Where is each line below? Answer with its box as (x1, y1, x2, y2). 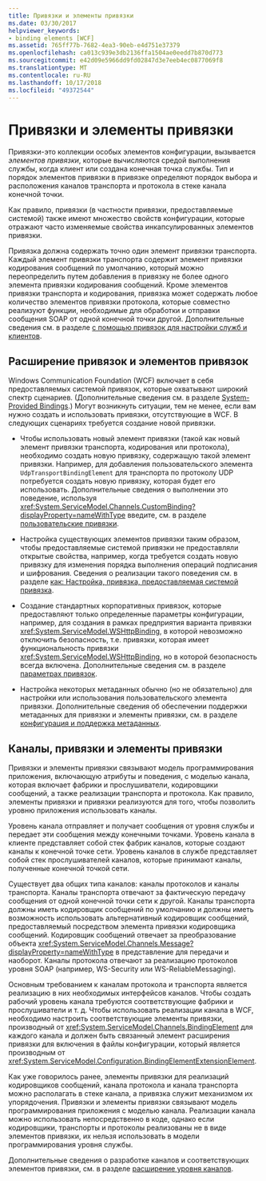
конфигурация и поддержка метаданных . (19, 718, 161, 729)
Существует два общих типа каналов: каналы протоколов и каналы (8, 878, 240, 889)
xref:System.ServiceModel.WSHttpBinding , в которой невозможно (19, 626, 243, 637)
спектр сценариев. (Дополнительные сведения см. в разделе (8, 393, 220, 403)
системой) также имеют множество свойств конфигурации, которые (8, 214, 245, 223)
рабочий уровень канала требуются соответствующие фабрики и (8, 996, 234, 1006)
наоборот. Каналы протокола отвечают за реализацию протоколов (8, 955, 238, 965)
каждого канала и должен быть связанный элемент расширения (8, 1030, 230, 1040)
